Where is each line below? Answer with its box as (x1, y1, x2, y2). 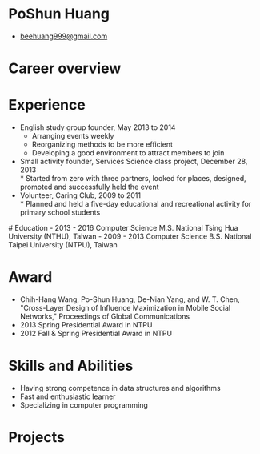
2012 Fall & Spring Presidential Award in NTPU (19, 329, 173, 338)
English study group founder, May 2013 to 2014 (19, 123, 176, 132)
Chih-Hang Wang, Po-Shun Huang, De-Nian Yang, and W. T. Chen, (19, 295, 240, 304)
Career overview (8, 59, 122, 78)
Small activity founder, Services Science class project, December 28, (19, 157, 248, 167)
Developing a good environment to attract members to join (31, 148, 225, 158)
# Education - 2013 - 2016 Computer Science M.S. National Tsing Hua (8, 223, 238, 233)
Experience (8, 96, 86, 115)
